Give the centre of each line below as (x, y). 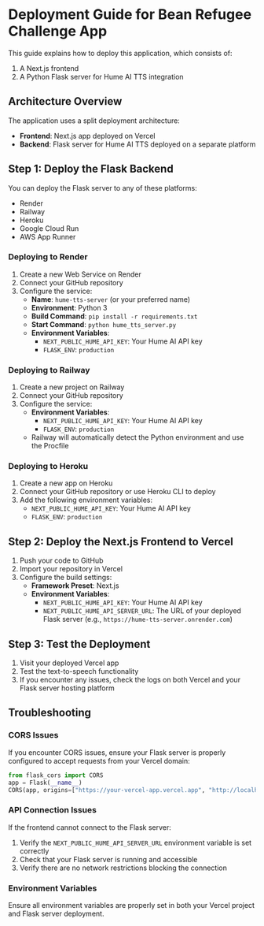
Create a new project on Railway (72, 387)
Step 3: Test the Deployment (79, 644)
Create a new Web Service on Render (80, 274)
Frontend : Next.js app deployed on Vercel (87, 136)
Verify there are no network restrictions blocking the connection (123, 868)
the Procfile (50, 446)
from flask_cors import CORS (56, 775)
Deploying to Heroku (48, 467)
